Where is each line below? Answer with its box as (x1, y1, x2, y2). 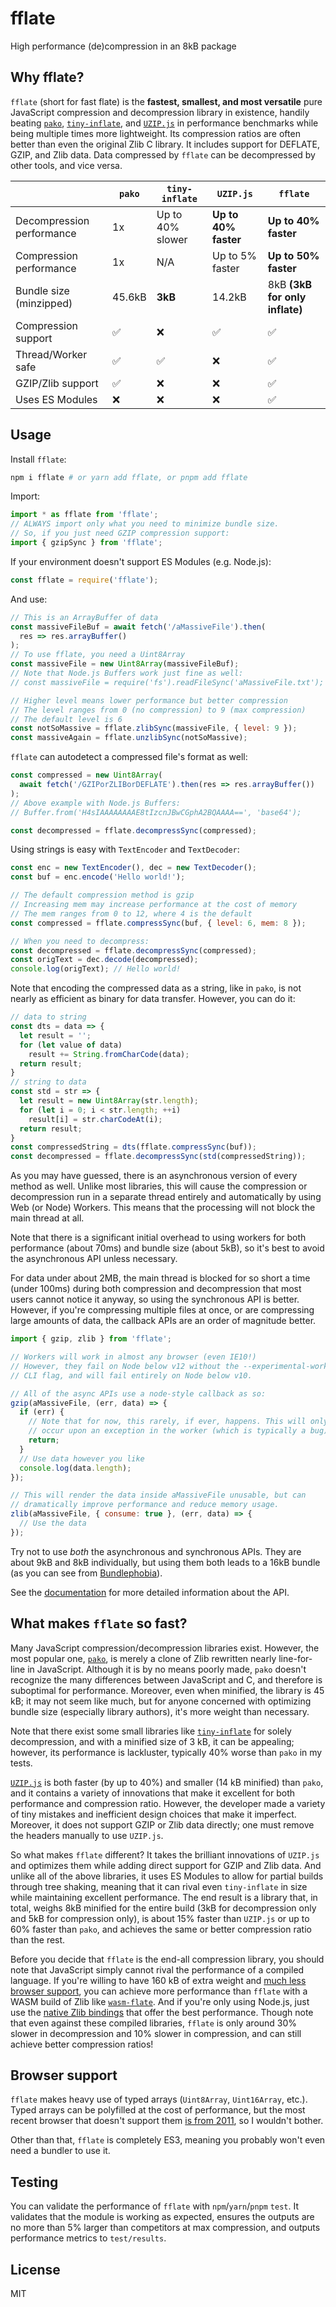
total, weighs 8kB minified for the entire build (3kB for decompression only (10, 1902, 317, 1914)
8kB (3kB (267, 277, 313, 291)
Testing (10, 2173, 59, 2191)
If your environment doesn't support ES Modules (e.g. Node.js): (10, 555, 272, 567)
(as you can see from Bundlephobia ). (10, 1567, 163, 1579)
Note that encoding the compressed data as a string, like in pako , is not (10, 982, 302, 994)
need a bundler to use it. (10, 2145, 111, 2157)
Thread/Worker (15, 347, 88, 361)
